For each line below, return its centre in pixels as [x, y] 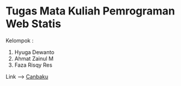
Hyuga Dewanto [34, 52]
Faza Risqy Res [33, 65]
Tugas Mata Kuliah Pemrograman [91, 11]
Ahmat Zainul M [34, 58]
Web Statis [33, 24]
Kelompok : [20, 40]
